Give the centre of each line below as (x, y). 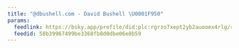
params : (19, 20)
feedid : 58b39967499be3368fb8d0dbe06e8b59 (78, 34)
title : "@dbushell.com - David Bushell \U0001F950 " (85, 14)
